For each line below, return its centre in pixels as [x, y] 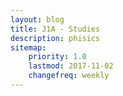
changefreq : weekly [69, 76]
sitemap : [28, 47]
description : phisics [55, 38]
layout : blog [37, 19]
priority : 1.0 [57, 57]
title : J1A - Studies [55, 29]
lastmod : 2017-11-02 [71, 66]
